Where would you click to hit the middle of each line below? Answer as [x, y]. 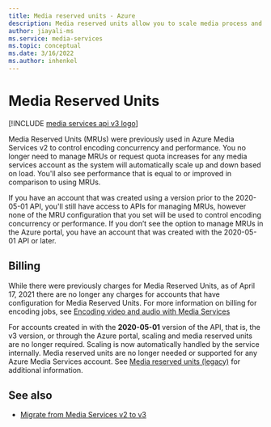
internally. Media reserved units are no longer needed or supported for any [133, 353]
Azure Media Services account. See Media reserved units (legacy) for [125, 361]
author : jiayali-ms [41, 31]
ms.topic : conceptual [45, 46]
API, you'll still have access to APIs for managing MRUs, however [138, 206]
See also [30, 396]
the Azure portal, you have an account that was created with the [115, 232]
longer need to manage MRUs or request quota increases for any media [128, 156]
